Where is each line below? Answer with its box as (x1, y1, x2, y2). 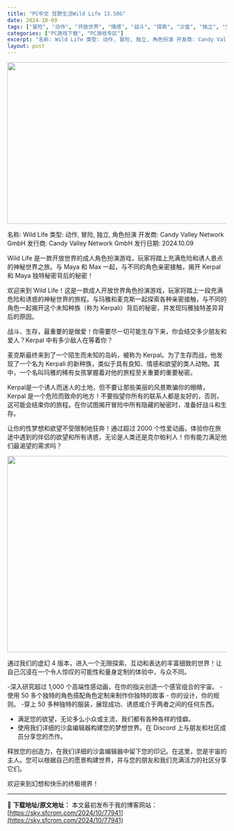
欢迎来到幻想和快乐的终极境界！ (7, 779, 99, 788)
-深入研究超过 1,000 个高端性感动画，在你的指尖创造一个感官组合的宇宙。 (7, 682, 219, 691)
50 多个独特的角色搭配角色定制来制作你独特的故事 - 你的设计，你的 (20, 691, 214, 699)
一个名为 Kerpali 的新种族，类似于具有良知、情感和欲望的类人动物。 (19, 360, 214, 367)
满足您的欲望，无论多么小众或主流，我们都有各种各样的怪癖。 (17, 715, 195, 723)
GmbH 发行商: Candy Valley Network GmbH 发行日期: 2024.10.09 (7, 239, 194, 247)
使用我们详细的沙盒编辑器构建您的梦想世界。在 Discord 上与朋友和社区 (17, 723, 221, 732)
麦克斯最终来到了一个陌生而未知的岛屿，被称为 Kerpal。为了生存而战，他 (7, 351, 217, 359)
